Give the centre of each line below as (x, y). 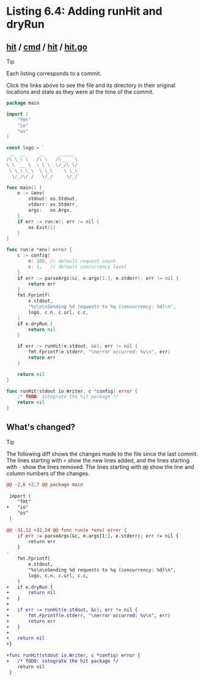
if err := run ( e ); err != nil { (58, 222)
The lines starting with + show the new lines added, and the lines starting (98, 460)
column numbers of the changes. (48, 473)
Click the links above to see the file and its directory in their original (91, 85)
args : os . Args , (50, 210)
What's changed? (41, 427)
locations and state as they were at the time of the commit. (80, 92)
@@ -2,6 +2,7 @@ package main (45, 484)
